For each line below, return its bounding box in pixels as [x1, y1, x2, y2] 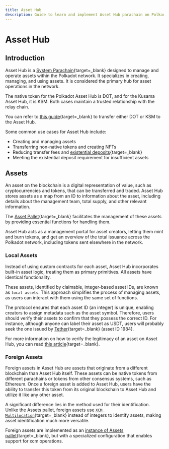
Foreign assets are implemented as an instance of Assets [5, 427, 124, 433]
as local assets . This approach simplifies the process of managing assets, [5, 289, 161, 295]
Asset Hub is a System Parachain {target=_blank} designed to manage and [5, 67, 159, 73]
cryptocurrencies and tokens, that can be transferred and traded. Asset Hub [5, 187, 163, 194]
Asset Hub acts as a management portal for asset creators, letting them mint [5, 229, 163, 235]
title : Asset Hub [5, 7, 42, 13]
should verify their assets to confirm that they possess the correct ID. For [5, 315, 157, 321]
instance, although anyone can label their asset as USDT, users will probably [5, 320, 164, 327]
